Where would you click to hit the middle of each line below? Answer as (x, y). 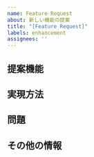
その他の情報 (35, 145)
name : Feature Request (40, 13)
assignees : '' (28, 39)
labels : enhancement (37, 33)
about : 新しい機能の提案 (39, 20)
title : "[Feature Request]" (48, 26)
